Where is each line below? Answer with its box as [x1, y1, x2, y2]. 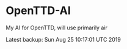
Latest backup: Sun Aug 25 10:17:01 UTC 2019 [5, 36, 122, 43]
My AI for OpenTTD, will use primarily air [5, 24, 107, 31]
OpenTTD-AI [5, 4, 71, 18]
